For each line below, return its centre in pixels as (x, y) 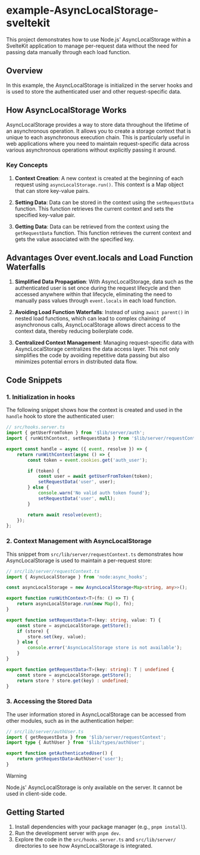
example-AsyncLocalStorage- (82, 10)
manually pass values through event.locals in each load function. (96, 300)
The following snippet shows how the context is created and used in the (94, 410)
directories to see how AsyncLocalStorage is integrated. (84, 845)
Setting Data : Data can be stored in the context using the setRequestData (104, 202)
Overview (25, 71)
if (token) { (44, 471)
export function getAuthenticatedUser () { (60, 753)
